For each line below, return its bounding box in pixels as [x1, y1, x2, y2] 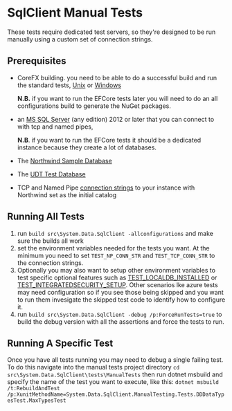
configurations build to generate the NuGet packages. [17, 102, 171, 110]
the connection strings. [17, 258, 84, 267]
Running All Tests [7, 211, 84, 223]
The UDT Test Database [17, 170, 86, 178]
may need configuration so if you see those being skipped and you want [17, 288, 224, 296]
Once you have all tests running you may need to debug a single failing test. [7, 356, 224, 364]
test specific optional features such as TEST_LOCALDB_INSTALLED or [17, 273, 217, 282]
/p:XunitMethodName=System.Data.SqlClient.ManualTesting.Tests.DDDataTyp [7, 391, 225, 399]
